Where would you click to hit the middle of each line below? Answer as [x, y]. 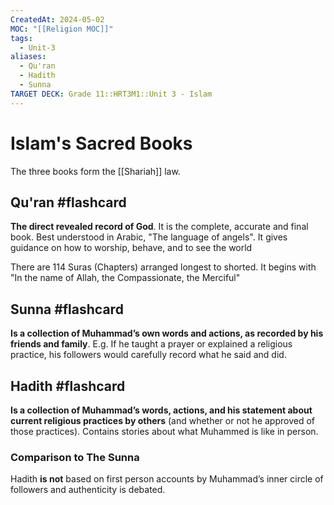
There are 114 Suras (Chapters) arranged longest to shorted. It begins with [163, 267]
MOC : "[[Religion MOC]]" [62, 29]
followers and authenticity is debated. [88, 490]
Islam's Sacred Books [101, 143]
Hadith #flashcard [68, 386]
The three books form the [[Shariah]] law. [95, 171]
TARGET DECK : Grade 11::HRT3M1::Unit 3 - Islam [111, 94]
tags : [21, 38]
